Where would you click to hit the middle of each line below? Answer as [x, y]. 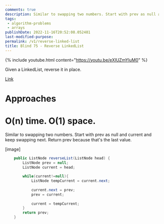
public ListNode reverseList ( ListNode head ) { [62, 158]
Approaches [31, 99]
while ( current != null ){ [46, 177]
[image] [13, 149]
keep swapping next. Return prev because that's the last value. [68, 139]
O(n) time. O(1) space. [51, 121]
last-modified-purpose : [29, 37]
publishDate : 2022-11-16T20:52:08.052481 [48, 32]
